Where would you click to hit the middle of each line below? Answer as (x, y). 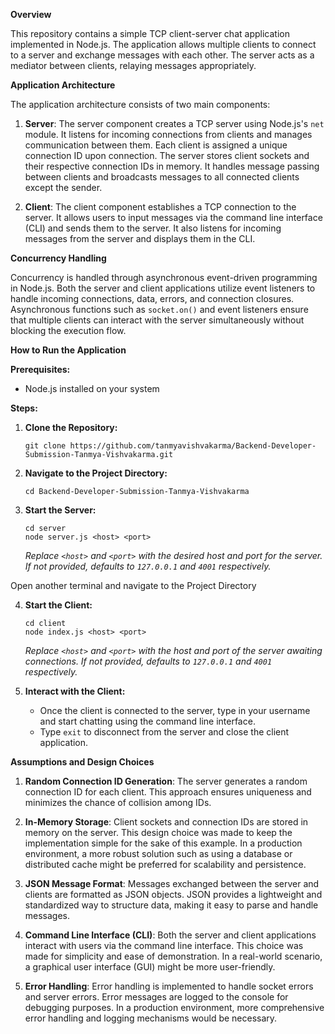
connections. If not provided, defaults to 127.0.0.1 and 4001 (148, 661)
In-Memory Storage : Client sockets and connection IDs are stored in (166, 822)
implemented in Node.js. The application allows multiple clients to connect (163, 44)
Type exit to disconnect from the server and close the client (164, 732)
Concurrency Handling (58, 258)
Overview (31, 14)
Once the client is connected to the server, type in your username (175, 710)
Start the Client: (58, 605)
